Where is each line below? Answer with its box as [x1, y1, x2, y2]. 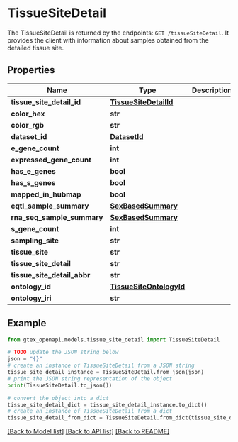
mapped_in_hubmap [11, 189, 81, 199]
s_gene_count [11, 223, 59, 233]
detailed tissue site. [7, 43, 64, 52]
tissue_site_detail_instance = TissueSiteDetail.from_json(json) [7, 369, 204, 376]
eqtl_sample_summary [11, 201, 89, 211]
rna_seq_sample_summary [11, 212, 103, 222]
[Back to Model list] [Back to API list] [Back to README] [7, 427, 170, 436]
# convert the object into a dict [7, 394, 110, 402]
